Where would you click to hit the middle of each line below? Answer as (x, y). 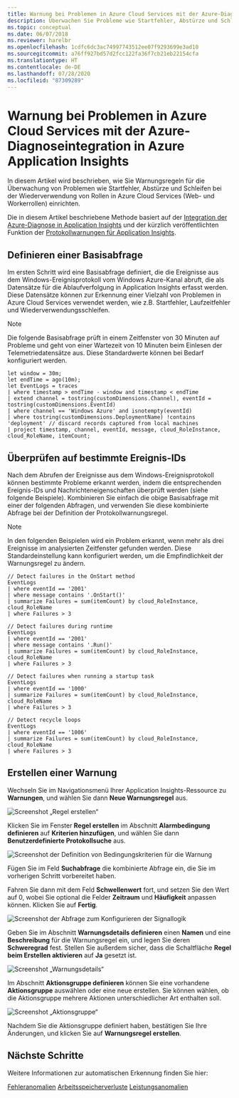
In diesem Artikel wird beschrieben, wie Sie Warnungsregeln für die (106, 181)
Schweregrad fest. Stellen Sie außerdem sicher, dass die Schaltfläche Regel (119, 947)
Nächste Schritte (46, 1056)
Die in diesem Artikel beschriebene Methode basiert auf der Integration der (117, 218)
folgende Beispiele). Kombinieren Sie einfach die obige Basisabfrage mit (113, 497)
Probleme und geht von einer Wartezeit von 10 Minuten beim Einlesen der (115, 345)
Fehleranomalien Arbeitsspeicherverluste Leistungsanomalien (98, 1087)
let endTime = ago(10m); (44, 380)
